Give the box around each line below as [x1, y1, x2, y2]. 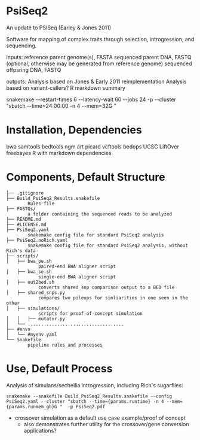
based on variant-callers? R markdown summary [6, 84, 125, 91]
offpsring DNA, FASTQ [6, 66, 61, 73]
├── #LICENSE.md [6, 221, 47, 227]
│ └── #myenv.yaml [6, 331, 58, 338]
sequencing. [6, 42, 37, 49]
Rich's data [6, 247, 36, 254]
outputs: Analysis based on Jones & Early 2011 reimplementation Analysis [6, 78, 187, 85]
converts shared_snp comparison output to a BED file [38, 284, 175, 290]
